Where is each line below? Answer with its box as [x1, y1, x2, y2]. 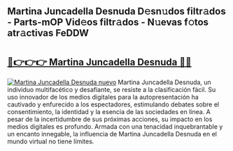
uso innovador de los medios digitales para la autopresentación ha [7, 93, 199, 101]
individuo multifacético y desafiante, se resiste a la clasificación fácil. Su [7, 86, 216, 93]
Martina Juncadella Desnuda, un [118, 78, 211, 86]
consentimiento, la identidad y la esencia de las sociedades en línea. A [7, 108, 211, 116]
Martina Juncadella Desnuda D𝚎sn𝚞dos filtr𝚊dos [7, 6, 226, 17]
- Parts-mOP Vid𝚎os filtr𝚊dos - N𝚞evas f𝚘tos [7, 17, 209, 29]
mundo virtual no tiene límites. [7, 137, 94, 145]
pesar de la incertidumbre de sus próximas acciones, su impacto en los [7, 115, 213, 123]
